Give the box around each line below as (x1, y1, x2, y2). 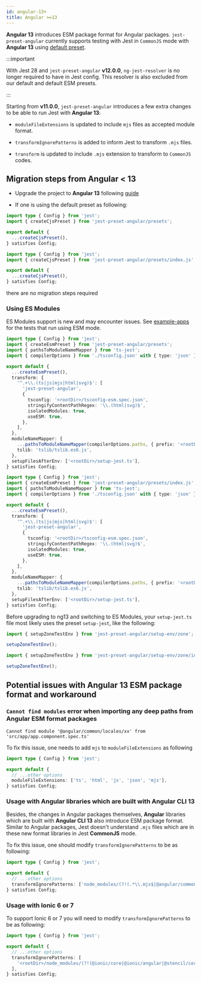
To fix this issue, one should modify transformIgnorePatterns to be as (6, 842, 178, 849)
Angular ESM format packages (6, 715, 98, 723)
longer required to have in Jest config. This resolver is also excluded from (6, 73, 188, 80)
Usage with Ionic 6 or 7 (6, 901, 74, 909)
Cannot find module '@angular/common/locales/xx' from (6, 728, 146, 734)
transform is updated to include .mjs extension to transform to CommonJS (14, 150, 191, 157)
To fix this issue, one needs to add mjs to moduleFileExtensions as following (6, 744, 193, 751)
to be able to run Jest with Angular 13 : (6, 109, 101, 116)
